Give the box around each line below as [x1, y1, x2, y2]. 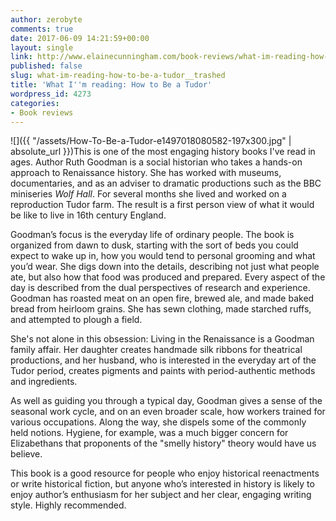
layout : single [10, 42, 74, 53]
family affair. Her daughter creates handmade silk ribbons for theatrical [10, 344, 303, 356]
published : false [10, 61, 83, 71]
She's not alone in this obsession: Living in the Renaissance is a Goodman [10, 333, 315, 345]
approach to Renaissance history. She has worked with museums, [10, 167, 282, 179]
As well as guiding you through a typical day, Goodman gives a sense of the [10, 395, 323, 407]
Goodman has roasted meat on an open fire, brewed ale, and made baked [10, 292, 315, 305]
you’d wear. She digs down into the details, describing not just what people [10, 261, 320, 273]
